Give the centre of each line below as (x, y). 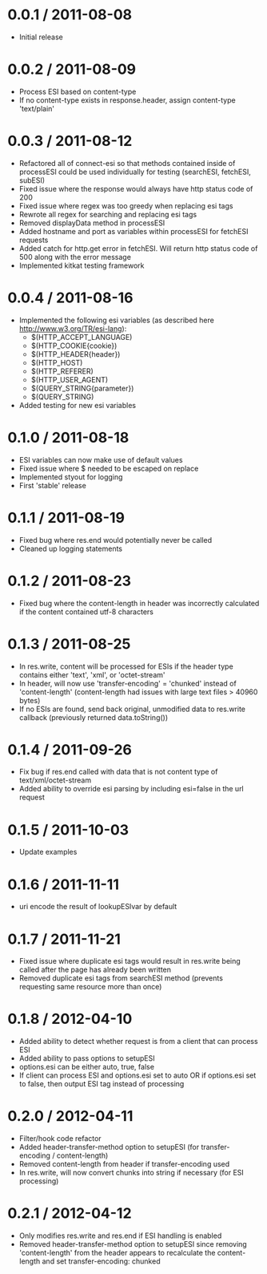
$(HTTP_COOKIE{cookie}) (74, 346)
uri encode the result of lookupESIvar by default (98, 907)
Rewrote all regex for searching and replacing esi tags (108, 214)
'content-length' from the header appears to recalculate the (117, 1253)
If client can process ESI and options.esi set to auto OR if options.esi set (137, 1075)
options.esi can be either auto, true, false (87, 1067)
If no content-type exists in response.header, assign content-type (128, 100)
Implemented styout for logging (71, 477)
